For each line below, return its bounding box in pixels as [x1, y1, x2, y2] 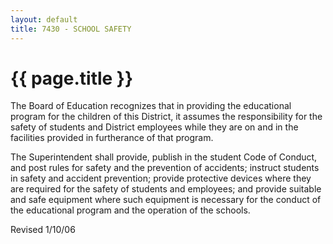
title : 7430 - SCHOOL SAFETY [10, 24, 132, 34]
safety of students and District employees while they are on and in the [10, 121, 299, 133]
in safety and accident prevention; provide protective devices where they [10, 172, 312, 185]
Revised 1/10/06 [10, 224, 76, 236]
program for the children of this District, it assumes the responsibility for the [10, 111, 323, 123]
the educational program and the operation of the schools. [10, 204, 251, 216]
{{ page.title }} [10, 67, 134, 90]
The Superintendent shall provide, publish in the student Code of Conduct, [10, 151, 318, 163]
